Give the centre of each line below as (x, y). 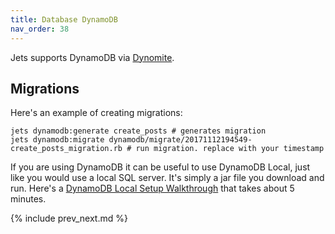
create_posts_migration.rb (66, 149)
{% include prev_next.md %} (69, 218)
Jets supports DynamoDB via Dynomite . (92, 57)
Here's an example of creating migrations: (96, 113)
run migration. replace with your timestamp (230, 149)
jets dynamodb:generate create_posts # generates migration (138, 131)
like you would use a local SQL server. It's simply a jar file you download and (167, 178)
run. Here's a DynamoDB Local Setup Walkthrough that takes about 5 (152, 188)
